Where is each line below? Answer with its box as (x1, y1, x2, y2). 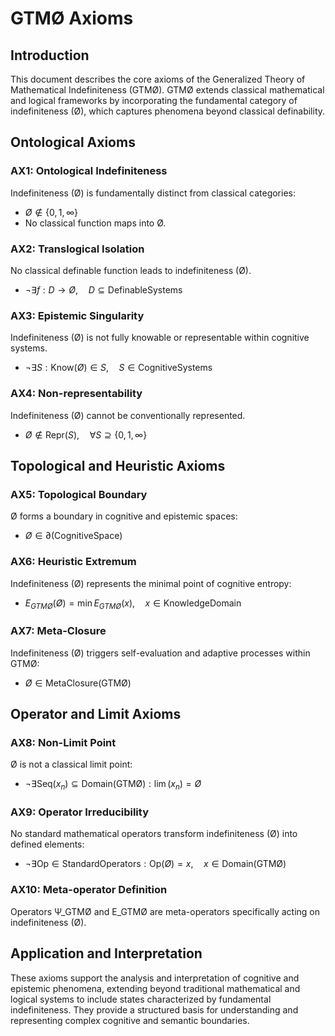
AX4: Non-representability (10, 387, 143, 401)
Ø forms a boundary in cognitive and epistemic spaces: (10, 510, 238, 522)
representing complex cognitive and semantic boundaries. (10, 1014, 250, 1026)
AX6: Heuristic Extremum (10, 555, 137, 569)
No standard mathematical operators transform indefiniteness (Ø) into (10, 828, 298, 840)
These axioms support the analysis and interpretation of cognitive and (10, 972, 300, 984)
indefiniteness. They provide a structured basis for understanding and (10, 1003, 299, 1016)
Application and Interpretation (10, 945, 203, 962)
